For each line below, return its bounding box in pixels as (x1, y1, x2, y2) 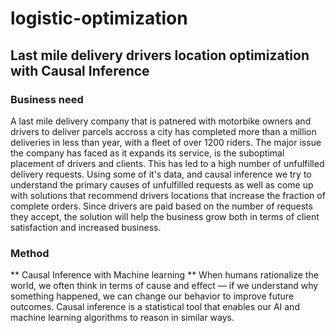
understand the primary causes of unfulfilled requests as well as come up (10, 178, 314, 191)
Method (10, 246, 50, 260)
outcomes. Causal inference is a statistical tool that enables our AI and (10, 301, 300, 313)
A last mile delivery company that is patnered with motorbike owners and (10, 115, 312, 127)
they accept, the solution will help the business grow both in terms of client (10, 210, 320, 222)
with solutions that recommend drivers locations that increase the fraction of (10, 189, 326, 201)
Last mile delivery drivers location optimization (10, 47, 310, 64)
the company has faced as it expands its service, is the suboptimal (10, 147, 285, 159)
